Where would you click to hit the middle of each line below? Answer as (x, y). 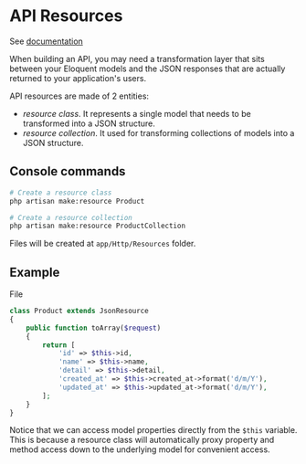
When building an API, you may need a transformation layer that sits (137, 58)
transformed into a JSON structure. (89, 123)
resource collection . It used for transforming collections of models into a (158, 132)
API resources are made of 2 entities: (79, 96)
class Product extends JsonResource (79, 311)
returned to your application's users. (78, 78)
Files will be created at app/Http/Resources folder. (103, 244)
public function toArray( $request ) (94, 328)
